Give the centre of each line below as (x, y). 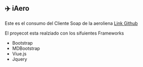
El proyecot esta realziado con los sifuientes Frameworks (64, 33)
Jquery (20, 59)
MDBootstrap (26, 48)
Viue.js (19, 54)
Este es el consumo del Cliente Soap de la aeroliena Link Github (71, 23)
